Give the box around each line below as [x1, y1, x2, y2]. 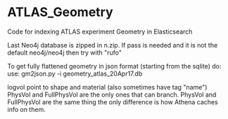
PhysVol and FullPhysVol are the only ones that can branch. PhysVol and [7, 90, 217, 99]
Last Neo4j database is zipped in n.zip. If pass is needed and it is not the [7, 41, 218, 49]
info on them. [7, 105, 46, 113]
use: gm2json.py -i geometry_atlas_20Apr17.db [7, 69, 143, 78]
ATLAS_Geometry [7, 4, 114, 20]
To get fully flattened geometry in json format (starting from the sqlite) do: [7, 62, 222, 70]
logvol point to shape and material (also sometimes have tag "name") [7, 83, 208, 91]
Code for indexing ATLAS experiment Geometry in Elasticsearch [7, 27, 193, 36]
